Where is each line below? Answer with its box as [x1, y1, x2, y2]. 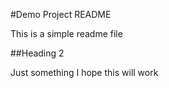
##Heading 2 [10, 47, 65, 59]
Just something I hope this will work [10, 67, 159, 78]
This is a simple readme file [10, 28, 123, 39]
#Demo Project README [10, 9, 112, 20]
